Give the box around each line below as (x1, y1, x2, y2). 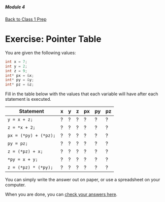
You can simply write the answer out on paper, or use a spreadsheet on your (5, 177, 160, 183)
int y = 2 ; (5, 64, 28, 69)
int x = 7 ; (5, 59, 28, 64)
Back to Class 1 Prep (5, 16, 47, 22)
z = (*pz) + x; (7, 149, 43, 154)
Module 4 (5, 4, 26, 10)
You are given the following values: (5, 50, 76, 56)
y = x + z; (7, 117, 33, 122)
